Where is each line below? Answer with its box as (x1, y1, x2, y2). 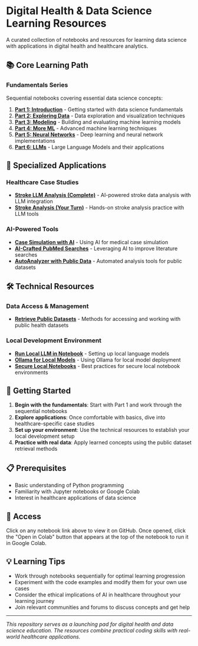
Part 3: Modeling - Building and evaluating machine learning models (14, 118, 181, 125)
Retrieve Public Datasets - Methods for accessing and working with (14, 316, 181, 323)
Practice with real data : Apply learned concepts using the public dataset (14, 439, 192, 446)
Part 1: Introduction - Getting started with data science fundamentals (14, 106, 183, 113)
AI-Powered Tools (6, 225, 59, 234)
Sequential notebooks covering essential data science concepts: (6, 94, 163, 101)
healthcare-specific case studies (14, 420, 95, 427)
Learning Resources (6, 17, 107, 30)
